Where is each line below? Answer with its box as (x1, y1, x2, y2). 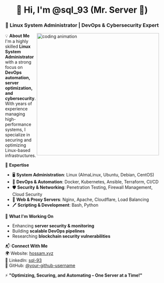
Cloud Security (12, 192, 42, 197)
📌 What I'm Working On (5, 214, 54, 219)
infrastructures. (5, 152, 36, 158)
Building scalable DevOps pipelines (12, 228, 85, 234)
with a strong (5, 59, 32, 65)
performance (5, 122, 32, 128)
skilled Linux (5, 44, 31, 49)
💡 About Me (5, 33, 30, 39)
